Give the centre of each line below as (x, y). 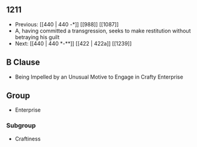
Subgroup (21, 125)
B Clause (23, 62)
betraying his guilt (37, 37)
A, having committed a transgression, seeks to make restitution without (103, 31)
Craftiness (28, 139)
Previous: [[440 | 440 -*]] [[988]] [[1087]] (67, 24)
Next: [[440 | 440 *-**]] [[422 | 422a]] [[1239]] (73, 43)
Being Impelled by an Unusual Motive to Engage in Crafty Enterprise (99, 77)
